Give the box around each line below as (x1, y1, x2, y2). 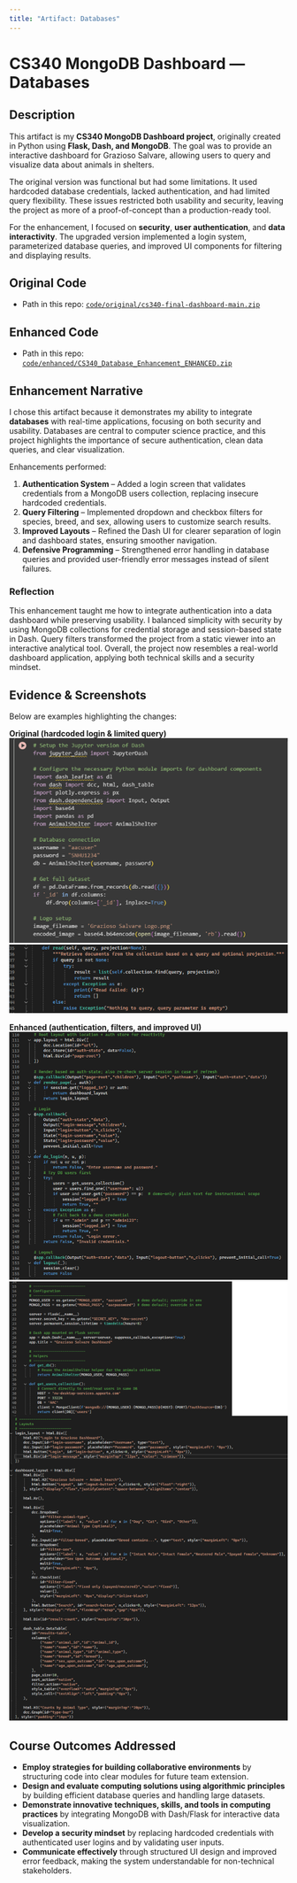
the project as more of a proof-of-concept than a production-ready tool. (9, 205, 271, 215)
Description (9, 107, 75, 123)
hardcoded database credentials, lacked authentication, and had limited (9, 186, 270, 197)
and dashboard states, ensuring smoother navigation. (21, 536, 217, 546)
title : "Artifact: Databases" (9, 14, 121, 23)
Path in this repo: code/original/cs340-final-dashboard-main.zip (21, 299, 261, 310)
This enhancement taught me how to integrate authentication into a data (9, 606, 272, 616)
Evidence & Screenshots (9, 687, 148, 703)
